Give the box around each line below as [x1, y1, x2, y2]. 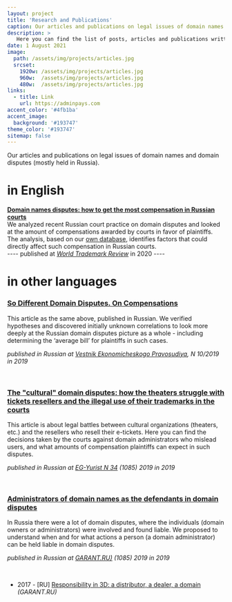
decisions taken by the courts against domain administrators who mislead [7, 435, 217, 443]
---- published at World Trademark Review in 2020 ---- [7, 250, 166, 258]
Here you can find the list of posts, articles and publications [16, 36, 209, 43]
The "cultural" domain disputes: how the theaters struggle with [7, 388, 224, 397]
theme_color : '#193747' [7, 126, 76, 133]
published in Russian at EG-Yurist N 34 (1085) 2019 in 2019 [7, 463, 175, 471]
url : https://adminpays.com [19, 100, 100, 107]
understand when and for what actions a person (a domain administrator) [7, 533, 215, 541]
